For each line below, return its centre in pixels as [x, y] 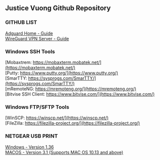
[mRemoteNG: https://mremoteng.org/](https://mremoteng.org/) [71, 89]
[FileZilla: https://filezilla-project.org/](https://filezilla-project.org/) [73, 123]
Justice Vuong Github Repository [58, 8]
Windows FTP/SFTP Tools [37, 107]
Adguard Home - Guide [29, 33]
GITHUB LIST [21, 22]
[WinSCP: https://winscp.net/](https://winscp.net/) [57, 118]
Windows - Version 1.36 [29, 147]
